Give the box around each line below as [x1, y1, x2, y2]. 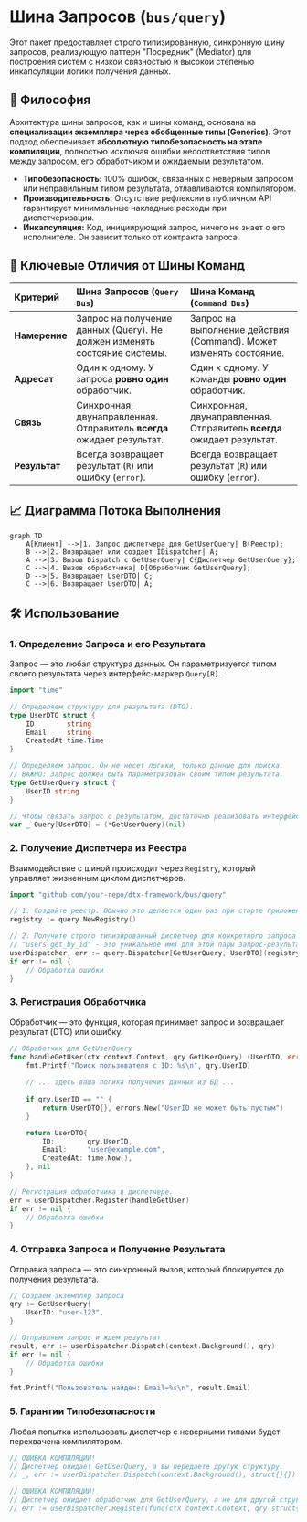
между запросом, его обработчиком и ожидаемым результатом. [9, 155, 265, 166]
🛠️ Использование [9, 605, 120, 621]
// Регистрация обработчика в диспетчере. [9, 1187, 174, 1197]
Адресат [14, 372, 55, 385]
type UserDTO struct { [9, 710, 96, 719]
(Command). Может [190, 335, 278, 347]
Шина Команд [190, 285, 256, 298]
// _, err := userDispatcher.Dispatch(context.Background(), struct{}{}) [9, 1470, 297, 1480]
